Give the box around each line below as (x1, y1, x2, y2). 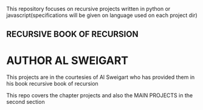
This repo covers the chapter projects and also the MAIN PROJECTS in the (6, 92, 193, 99)
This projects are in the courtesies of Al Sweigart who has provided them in (6, 74, 195, 81)
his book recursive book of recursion (6, 80, 98, 88)
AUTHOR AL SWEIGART (6, 53, 129, 67)
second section (6, 98, 45, 106)
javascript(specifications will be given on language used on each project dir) (6, 12, 198, 19)
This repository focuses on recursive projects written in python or (6, 5, 171, 12)
